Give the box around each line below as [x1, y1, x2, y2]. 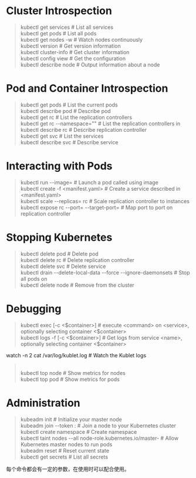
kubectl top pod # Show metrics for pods [20, 376, 120, 383]
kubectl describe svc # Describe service [20, 138, 119, 145]
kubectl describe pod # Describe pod [20, 107, 111, 114]
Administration [6, 396, 80, 410]
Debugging [6, 302, 62, 316]
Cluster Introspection [6, 4, 113, 18]
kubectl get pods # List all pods [20, 29, 97, 36]
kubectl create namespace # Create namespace [20, 428, 137, 435]
